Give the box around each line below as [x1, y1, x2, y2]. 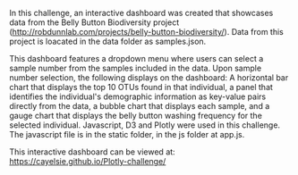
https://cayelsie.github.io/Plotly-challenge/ [9, 156, 166, 166]
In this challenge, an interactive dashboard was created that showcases [9, 8, 274, 18]
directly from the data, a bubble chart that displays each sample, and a [9, 101, 270, 111]
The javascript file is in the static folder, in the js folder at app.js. [9, 129, 245, 139]
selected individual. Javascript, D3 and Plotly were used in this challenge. [9, 120, 280, 130]
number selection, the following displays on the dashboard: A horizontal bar [9, 72, 289, 83]
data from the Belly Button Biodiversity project [9, 17, 180, 28]
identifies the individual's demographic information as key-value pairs [9, 91, 267, 102]
